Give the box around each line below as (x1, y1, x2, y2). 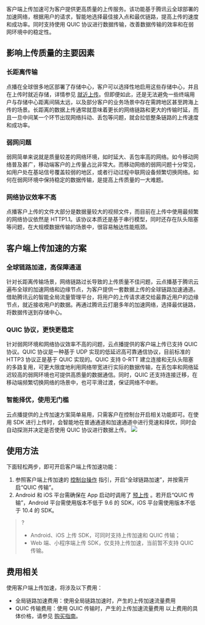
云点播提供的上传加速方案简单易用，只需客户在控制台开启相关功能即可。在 (6, 411, 193, 418)
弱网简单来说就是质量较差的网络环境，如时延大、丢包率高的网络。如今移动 (6, 153, 193, 161)
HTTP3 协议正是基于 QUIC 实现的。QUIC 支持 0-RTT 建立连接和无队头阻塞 (6, 356, 194, 363)
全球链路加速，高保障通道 (6, 263, 82, 271)
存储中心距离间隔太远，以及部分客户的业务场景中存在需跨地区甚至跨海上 (16, 98, 199, 105)
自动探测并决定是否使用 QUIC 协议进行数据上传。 (6, 426, 130, 433)
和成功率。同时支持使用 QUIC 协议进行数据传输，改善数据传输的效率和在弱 (6, 21, 194, 28)
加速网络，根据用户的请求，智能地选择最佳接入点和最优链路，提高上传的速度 (6, 13, 199, 20)
